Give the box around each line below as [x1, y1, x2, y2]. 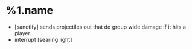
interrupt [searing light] [14, 36, 72, 43]
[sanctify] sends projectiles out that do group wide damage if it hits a [14, 23, 187, 30]
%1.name [5, 4, 54, 17]
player [14, 29, 31, 36]
